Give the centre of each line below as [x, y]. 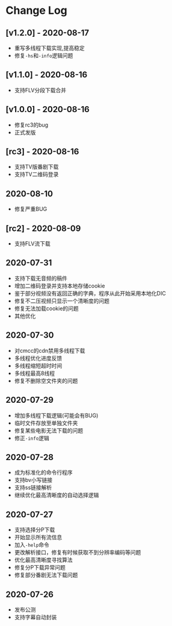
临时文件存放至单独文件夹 [46, 423]
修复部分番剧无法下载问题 [46, 575]
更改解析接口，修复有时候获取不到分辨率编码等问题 [78, 552]
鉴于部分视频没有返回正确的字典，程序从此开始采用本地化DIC [90, 293]
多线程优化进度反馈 [38, 358]
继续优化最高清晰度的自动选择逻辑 [57, 495]
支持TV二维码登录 [36, 174]
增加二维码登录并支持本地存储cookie [60, 286]
